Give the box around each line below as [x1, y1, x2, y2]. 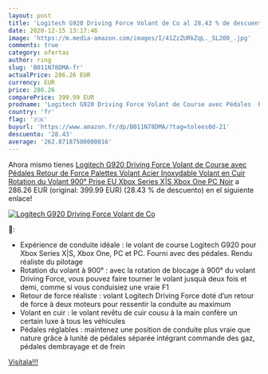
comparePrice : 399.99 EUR [8, 93, 94, 101]
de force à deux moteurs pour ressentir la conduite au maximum [19, 299, 231, 309]
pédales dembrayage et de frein [19, 341, 126, 351]
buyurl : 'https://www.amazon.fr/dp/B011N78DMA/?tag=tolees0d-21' [8, 123, 230, 131]
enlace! [8, 193, 33, 203]
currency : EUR [8, 78, 56, 86]
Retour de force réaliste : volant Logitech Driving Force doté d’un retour [19, 290, 254, 300]
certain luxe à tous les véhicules [19, 316, 126, 325]
